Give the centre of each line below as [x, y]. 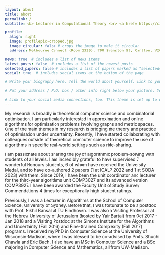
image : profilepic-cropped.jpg [41, 41]
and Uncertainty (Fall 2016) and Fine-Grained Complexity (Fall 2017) [74, 226]
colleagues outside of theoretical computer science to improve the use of [79, 139]
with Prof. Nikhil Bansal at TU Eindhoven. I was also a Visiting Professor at [80, 210]
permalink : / [18, 19]
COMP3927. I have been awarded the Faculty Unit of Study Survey [72, 185]
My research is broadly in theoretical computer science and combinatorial [80, 113]
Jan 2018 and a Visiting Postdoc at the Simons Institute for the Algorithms [80, 221]
